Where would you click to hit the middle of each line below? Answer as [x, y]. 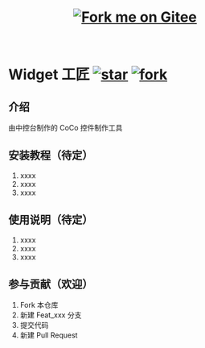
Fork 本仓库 [39, 305]
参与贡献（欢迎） [51, 284]
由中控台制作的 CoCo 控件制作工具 [66, 127]
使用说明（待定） [51, 220]
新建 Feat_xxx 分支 [51, 315]
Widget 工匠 [49, 75]
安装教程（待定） [51, 156]
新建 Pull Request [49, 335]
